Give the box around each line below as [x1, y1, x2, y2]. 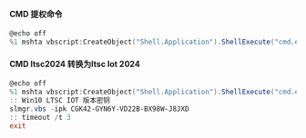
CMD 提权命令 [9, 8, 63, 19]
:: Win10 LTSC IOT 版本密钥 [9, 95, 111, 104]
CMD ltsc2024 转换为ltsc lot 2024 [9, 58, 141, 69]
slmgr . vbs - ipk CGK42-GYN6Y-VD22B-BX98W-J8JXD [9, 104, 189, 113]
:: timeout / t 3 [9, 113, 71, 122]
